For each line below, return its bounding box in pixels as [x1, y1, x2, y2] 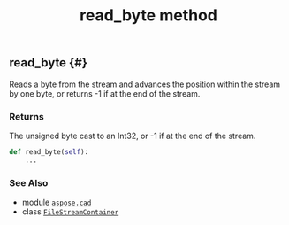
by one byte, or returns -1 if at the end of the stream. [9, 88, 201, 98]
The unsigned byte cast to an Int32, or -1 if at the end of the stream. [9, 130, 256, 141]
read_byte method [79, 5, 218, 26]
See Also [9, 176, 49, 189]
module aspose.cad [21, 197, 92, 207]
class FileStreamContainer [21, 206, 119, 217]
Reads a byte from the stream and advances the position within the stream [9, 79, 281, 89]
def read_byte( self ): [9, 147, 89, 156]
